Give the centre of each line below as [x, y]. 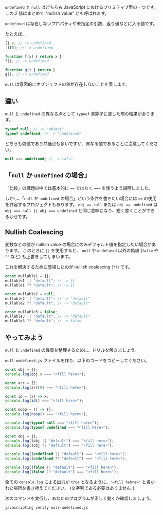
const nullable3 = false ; [31, 312]
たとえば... [16, 34]
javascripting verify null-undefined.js [47, 507]
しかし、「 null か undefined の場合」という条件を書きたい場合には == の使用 [81, 198]
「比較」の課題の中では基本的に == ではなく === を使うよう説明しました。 [79, 188]
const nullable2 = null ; [30, 294]
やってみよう [24, 337]
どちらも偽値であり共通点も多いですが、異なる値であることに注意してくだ [80, 143]
